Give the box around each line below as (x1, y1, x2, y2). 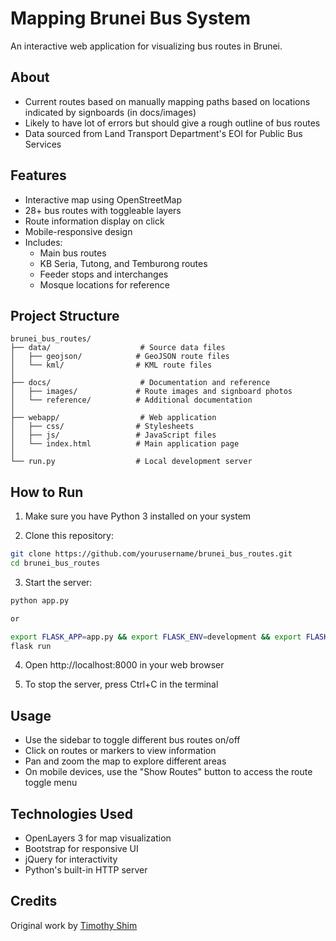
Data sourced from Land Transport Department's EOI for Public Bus (24, 127, 303, 139)
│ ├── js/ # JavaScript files (10, 430, 217, 441)
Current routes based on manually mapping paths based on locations (24, 95, 311, 107)
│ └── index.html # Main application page (10, 439, 240, 449)
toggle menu (24, 777, 78, 789)
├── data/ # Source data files (10, 343, 226, 353)
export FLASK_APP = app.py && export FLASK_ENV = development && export (10, 632, 302, 642)
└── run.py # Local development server (10, 457, 253, 467)
